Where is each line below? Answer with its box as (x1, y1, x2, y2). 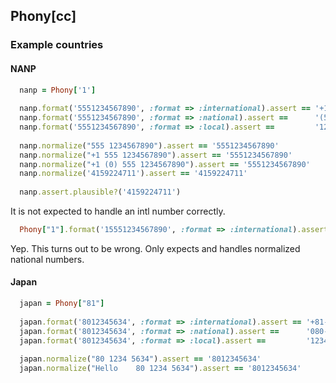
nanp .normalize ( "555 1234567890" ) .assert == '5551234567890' (19, 140, 280, 151)
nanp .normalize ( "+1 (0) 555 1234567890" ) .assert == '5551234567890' (19, 159, 311, 169)
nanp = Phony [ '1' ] (19, 85, 97, 95)
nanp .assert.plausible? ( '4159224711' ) (19, 187, 182, 198)
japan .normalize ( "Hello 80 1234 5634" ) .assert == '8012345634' (19, 364, 302, 374)
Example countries (10, 38, 104, 52)
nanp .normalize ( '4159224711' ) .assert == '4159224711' (19, 169, 248, 179)
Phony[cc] (10, 8, 77, 25)
